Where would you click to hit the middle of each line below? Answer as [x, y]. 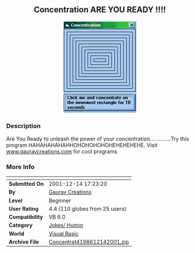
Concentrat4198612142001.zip [89, 242]
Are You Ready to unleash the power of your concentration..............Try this [97, 139]
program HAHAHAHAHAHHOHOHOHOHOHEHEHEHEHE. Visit [82, 145]
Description [23, 126]
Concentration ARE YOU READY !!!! [100, 10]
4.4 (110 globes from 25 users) [87, 208]
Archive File [24, 242]
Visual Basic [64, 233]
